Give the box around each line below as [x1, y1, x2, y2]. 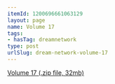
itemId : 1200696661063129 [7, 10, 83, 17]
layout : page [7, 17, 46, 24]
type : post [7, 43, 39, 50]
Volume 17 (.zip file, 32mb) [7, 68, 84, 77]
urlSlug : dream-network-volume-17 [7, 50, 109, 57]
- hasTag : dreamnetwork [7, 36, 77, 43]
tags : [7, 29, 23, 37]
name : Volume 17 [7, 23, 55, 30]
